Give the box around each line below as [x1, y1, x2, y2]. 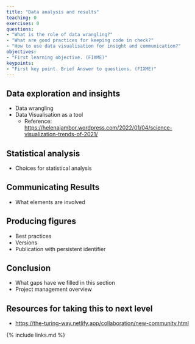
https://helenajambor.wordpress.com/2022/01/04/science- [24, 124, 172, 131]
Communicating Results [6, 182, 100, 192]
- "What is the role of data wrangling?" [6, 32, 113, 38]
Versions [15, 239, 38, 246]
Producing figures [6, 216, 77, 227]
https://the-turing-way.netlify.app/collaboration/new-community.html [15, 320, 189, 327]
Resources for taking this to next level [6, 303, 153, 313]
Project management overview [15, 285, 93, 293]
